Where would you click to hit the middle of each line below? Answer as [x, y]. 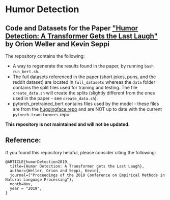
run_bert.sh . [26, 71]
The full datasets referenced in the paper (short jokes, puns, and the [84, 77]
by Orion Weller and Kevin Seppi [58, 44]
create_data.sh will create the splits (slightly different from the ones [84, 93]
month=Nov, [21, 184]
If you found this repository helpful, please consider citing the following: [81, 152]
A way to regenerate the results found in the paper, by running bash [83, 66]
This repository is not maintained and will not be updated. [67, 124]
